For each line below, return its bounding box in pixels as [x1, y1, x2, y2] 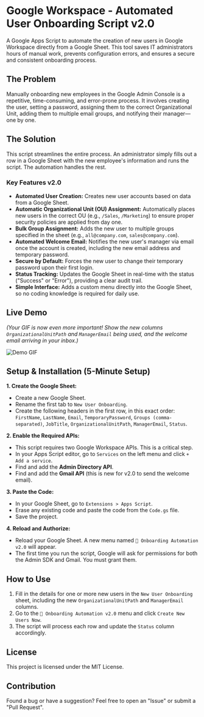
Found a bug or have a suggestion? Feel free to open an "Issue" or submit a [6, 697, 196, 704]
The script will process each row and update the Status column [15, 623, 175, 630]
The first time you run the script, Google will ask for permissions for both [15, 550, 198, 557]
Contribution [6, 681, 56, 691]
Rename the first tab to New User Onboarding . [15, 401, 128, 408]
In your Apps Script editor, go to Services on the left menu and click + [15, 450, 189, 458]
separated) [15, 421, 43, 428]
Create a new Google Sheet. [15, 394, 86, 402]
